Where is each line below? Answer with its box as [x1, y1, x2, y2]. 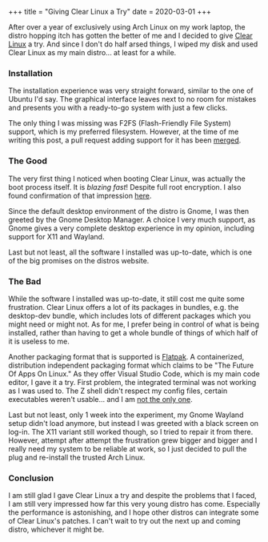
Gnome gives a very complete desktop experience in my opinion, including [8, 223, 254, 233]
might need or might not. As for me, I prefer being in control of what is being [8, 319, 260, 329]
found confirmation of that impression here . [8, 191, 152, 200]
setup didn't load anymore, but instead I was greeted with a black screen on [8, 418, 258, 428]
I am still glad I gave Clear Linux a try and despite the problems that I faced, [8, 491, 258, 500]
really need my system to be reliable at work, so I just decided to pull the [8, 444, 247, 453]
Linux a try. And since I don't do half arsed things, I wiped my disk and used [8, 39, 258, 49]
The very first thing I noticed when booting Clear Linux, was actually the [8, 174, 246, 183]
